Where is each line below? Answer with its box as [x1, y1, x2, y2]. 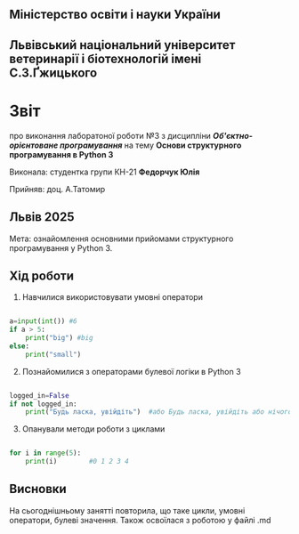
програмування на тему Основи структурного [59, 140, 242, 150]
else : [9, 342, 29, 351]
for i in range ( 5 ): [9, 449, 82, 457]
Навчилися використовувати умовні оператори [21, 292, 203, 303]
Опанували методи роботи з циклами [21, 424, 166, 434]
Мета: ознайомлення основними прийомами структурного [9, 233, 234, 244]
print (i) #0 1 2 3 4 [25, 457, 129, 466]
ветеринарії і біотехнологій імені [9, 51, 202, 66]
